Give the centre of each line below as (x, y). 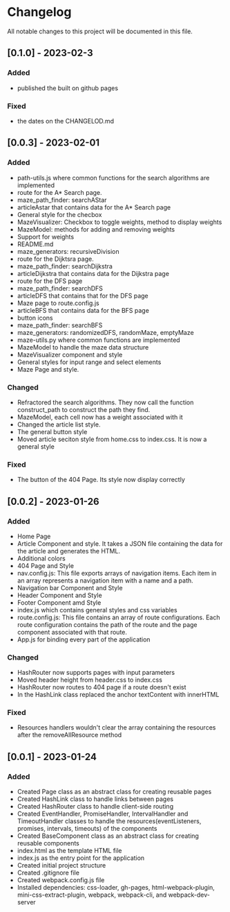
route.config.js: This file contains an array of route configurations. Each (118, 617)
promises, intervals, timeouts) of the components (87, 829)
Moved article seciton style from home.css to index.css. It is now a (112, 439)
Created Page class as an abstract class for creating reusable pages (114, 792)
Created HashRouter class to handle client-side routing (95, 807)
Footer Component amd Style (59, 602)
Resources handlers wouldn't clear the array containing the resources (116, 728)
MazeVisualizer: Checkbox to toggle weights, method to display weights (119, 222)
